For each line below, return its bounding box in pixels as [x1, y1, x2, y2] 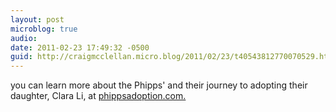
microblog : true [10, 24, 78, 34]
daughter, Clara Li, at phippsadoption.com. [10, 90, 187, 102]
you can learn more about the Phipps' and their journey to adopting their [10, 79, 308, 91]
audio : [10, 33, 38, 43]
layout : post [10, 14, 65, 25]
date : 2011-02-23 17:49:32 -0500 [10, 42, 150, 53]
